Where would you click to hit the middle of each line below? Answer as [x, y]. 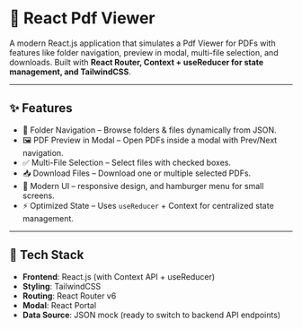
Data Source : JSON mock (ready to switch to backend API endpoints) [151, 315]
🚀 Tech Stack [47, 255]
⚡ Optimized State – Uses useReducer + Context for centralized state [148, 205]
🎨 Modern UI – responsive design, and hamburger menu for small [143, 186]
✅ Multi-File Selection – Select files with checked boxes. [127, 162]
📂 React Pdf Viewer [82, 18]
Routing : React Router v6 [69, 296]
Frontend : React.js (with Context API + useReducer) [119, 276]
